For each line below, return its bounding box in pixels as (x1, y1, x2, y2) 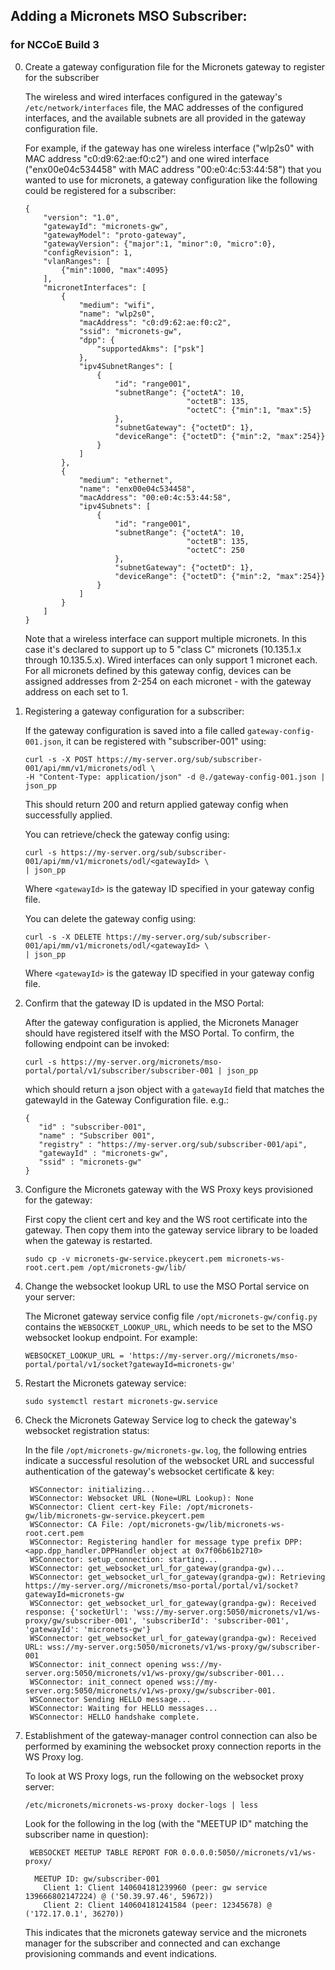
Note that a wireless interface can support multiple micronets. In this (24, 632, 307, 644)
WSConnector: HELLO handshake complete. (29, 1712, 201, 1722)
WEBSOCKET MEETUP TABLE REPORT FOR (29, 1847, 178, 1858)
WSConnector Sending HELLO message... (29, 1694, 192, 1704)
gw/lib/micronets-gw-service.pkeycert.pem (24, 1510, 205, 1521)
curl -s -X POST (24, 754, 93, 764)
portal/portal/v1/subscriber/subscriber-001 (24, 1065, 214, 1076)
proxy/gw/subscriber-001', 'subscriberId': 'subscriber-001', (24, 1615, 290, 1626)
